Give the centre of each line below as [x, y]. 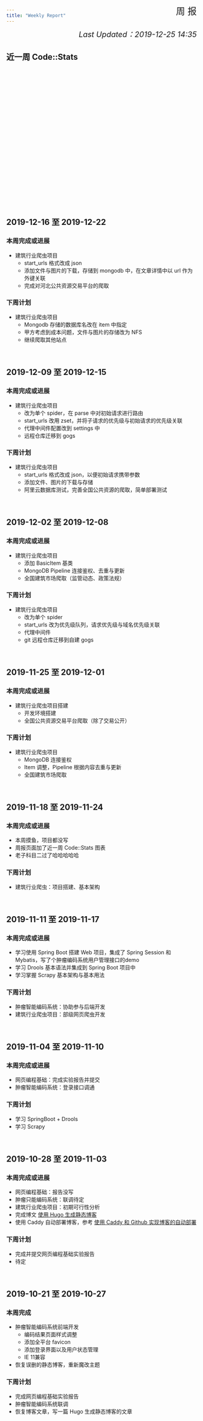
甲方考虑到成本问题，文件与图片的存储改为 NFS [83, 332]
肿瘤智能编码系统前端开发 [47, 1327]
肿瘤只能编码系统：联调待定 [50, 1200]
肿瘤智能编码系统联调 [41, 1403]
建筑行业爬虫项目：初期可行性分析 [57, 1207]
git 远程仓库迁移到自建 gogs [59, 640]
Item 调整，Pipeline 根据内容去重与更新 [73, 767]
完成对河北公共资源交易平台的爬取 [66, 285]
